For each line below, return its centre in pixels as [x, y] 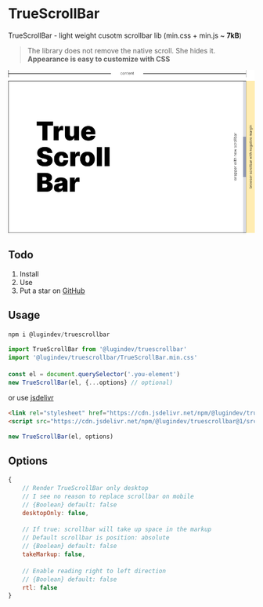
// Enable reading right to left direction [94, 571]
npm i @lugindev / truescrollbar [59, 335]
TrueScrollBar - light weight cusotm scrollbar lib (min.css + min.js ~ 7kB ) [125, 35]
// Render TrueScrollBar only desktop [85, 488]
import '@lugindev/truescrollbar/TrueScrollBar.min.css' [103, 358]
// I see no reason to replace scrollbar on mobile [108, 496]
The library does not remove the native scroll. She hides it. [121, 50]
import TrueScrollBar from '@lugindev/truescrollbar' [98, 349]
